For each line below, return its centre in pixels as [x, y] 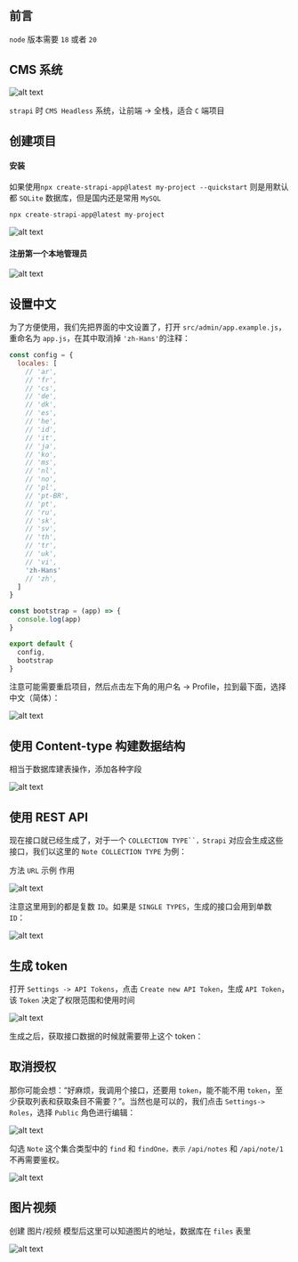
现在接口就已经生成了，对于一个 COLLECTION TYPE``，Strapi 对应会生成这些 [146, 841]
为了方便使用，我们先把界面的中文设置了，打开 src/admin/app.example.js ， [148, 327]
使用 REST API [49, 817]
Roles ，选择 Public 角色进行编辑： [72, 1112]
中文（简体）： [35, 698]
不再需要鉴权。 [36, 1160]
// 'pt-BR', [47, 496]
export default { [41, 644]
